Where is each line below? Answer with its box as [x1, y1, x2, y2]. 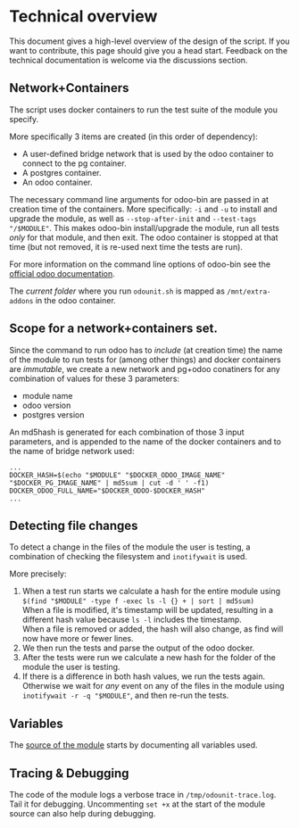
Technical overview [9, 6, 158, 27]
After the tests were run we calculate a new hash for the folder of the [21, 652, 277, 663]
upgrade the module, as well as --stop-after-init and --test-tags [9, 212, 257, 224]
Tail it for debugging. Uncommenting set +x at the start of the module [9, 799, 266, 809]
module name [21, 390, 73, 401]
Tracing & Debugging [9, 766, 129, 781]
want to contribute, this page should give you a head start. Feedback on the [9, 45, 288, 55]
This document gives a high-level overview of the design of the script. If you [9, 36, 290, 46]
